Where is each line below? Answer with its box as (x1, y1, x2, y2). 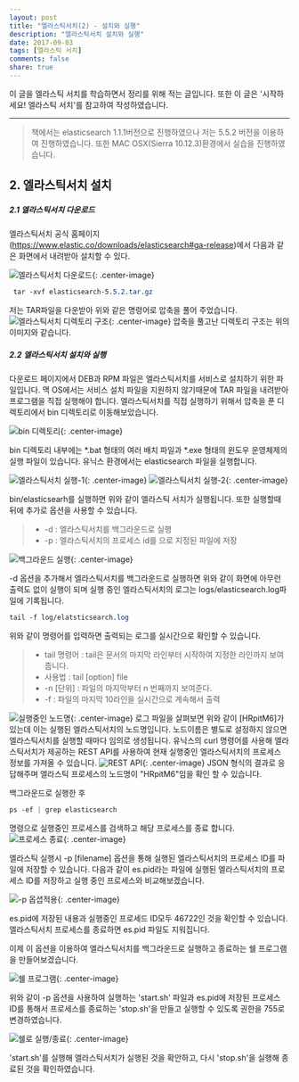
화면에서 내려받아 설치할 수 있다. (18, 251, 131, 261)
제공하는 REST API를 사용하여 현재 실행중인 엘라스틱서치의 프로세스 (47, 746, 282, 756)
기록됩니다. (25, 595, 65, 607)
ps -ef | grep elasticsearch (9, 805, 117, 814)
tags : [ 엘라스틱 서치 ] (9, 46, 83, 55)
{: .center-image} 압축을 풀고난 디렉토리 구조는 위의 (108, 316, 290, 326)
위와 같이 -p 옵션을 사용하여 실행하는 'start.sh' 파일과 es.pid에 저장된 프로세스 (9, 992, 281, 1003)
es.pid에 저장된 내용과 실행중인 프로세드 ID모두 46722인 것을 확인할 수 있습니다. (9, 913, 288, 923)
